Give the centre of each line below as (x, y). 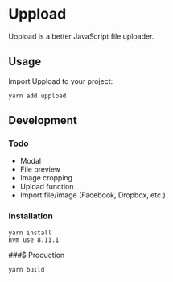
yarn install (30, 233)
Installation (31, 216)
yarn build (27, 270)
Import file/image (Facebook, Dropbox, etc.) (93, 195)
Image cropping (46, 178)
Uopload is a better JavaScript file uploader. (81, 36)
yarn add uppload (37, 96)
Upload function (47, 187)
